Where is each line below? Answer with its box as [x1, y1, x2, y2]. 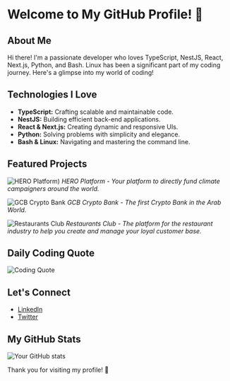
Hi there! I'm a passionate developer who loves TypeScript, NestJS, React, [7, 53, 224, 61]
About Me [7, 35, 52, 47]
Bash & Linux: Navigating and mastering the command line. [17, 137, 190, 146]
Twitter [17, 312, 39, 321]
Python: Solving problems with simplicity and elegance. [17, 130, 181, 139]
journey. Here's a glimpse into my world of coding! [7, 69, 154, 76]
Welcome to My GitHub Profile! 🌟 [7, 6, 203, 23]
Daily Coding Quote [7, 247, 95, 259]
